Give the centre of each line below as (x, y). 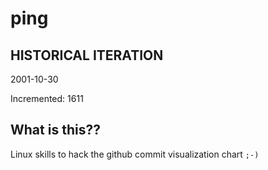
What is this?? (55, 130)
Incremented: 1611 (47, 98)
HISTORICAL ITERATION (87, 55)
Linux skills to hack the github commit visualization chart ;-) (135, 154)
